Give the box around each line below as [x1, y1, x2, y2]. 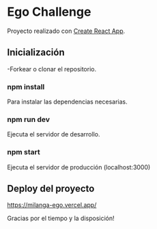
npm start [7, 147, 41, 157]
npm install [7, 82, 45, 91]
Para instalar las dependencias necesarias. [7, 97, 128, 106]
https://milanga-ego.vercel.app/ [7, 201, 97, 209]
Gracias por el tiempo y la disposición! [7, 214, 115, 223]
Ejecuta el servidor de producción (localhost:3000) [7, 162, 151, 171]
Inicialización [7, 47, 65, 58]
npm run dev [7, 114, 50, 124]
